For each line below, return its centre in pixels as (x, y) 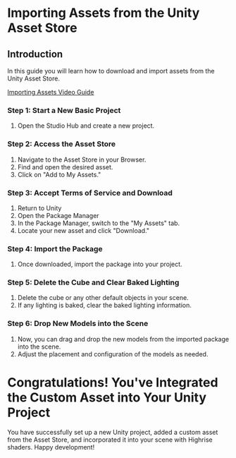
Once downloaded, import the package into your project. (100, 264)
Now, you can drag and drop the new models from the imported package (123, 339)
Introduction (35, 54)
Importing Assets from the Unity (104, 13)
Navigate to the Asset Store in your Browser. (82, 159)
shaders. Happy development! (51, 447)
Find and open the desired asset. (65, 167)
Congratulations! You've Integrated (113, 382)
